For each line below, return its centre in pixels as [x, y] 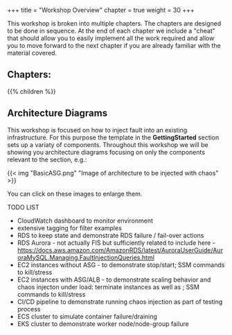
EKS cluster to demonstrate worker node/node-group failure [103, 324]
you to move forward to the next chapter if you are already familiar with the [114, 45]
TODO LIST [23, 207]
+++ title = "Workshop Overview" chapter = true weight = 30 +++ [101, 10]
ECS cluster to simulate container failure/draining [87, 316]
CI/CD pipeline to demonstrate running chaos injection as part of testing [120, 302]
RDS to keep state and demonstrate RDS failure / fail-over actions [110, 235]
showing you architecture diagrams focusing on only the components [106, 152]
